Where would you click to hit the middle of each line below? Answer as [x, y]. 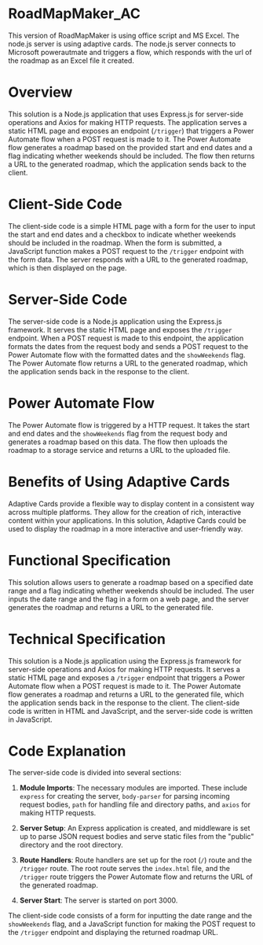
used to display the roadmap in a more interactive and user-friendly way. [126, 528]
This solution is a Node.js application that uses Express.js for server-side [126, 114]
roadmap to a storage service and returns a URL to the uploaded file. [119, 450]
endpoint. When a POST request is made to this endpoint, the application [126, 338]
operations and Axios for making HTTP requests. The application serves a [128, 122]
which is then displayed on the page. [68, 267]
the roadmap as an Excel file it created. [71, 61]
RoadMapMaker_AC [75, 14]
